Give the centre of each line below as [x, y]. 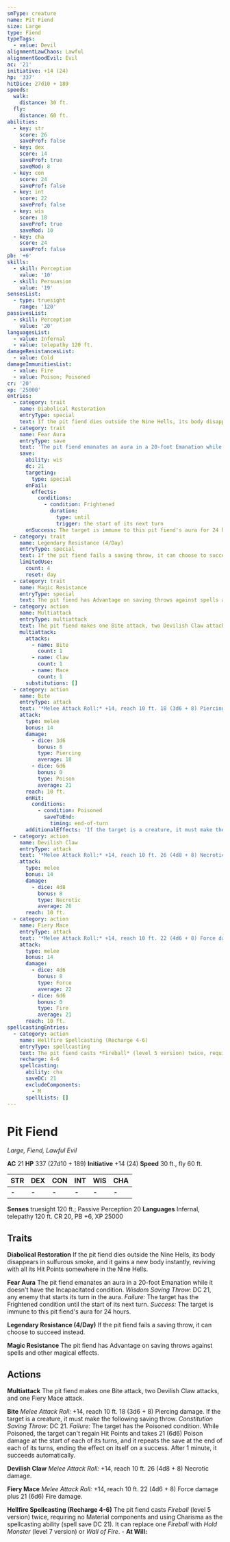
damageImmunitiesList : [39, 364]
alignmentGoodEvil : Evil [42, 58]
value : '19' [36, 288]
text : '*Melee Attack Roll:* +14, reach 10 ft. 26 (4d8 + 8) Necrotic [122, 855]
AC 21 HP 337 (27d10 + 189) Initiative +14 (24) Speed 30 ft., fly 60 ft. [105, 1164]
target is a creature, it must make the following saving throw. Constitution [110, 1419]
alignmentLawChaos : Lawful [46, 52]
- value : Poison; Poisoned [52, 377]
